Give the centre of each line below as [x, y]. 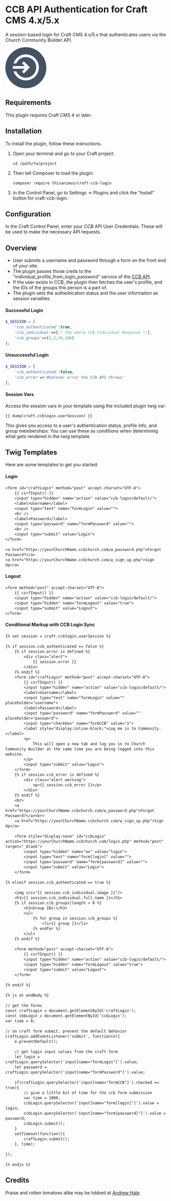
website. [15, 754]
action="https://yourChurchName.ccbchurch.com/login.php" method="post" [84, 842]
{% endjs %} [18, 1165]
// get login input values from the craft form [66, 1052]
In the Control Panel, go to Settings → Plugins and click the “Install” [83, 192]
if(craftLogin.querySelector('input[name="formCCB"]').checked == [87, 1083]
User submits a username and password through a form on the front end [89, 261]
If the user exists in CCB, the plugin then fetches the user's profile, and [88, 282]
